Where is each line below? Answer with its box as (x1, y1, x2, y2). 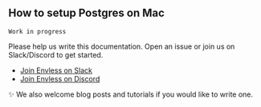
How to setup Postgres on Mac (8, 6, 165, 20)
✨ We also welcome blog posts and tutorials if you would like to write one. (8, 89, 254, 99)
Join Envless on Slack (19, 65, 92, 75)
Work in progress (8, 27, 67, 35)
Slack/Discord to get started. (8, 50, 104, 59)
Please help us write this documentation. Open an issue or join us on (8, 42, 235, 51)
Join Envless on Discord (19, 73, 100, 83)
